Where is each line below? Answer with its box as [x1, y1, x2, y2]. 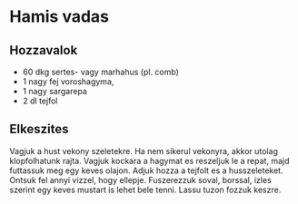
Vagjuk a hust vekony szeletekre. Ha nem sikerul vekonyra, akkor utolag [9, 145, 279, 156]
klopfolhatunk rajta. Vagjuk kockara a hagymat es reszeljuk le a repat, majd [9, 155, 290, 166]
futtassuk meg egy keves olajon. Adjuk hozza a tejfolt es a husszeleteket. [9, 165, 283, 176]
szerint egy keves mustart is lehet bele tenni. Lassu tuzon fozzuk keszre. [9, 184, 282, 195]
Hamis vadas [9, 6, 109, 27]
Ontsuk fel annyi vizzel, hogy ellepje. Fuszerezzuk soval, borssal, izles [9, 174, 273, 185]
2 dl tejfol [22, 95, 58, 106]
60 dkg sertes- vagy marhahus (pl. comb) [22, 66, 180, 77]
